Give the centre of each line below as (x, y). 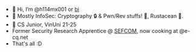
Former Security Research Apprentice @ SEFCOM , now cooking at (95, 31)
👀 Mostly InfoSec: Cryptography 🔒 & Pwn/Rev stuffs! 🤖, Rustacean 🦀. (97, 16)
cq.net (20, 37)
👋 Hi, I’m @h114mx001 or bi (46, 9)
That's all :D (27, 44)
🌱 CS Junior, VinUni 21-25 (44, 25)
